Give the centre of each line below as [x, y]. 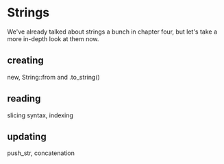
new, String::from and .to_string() [54, 77]
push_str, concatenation [41, 153]
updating [27, 136]
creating [26, 61]
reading [24, 98]
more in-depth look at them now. [53, 38]
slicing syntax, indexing [40, 115]
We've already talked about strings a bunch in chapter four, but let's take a [112, 32]
